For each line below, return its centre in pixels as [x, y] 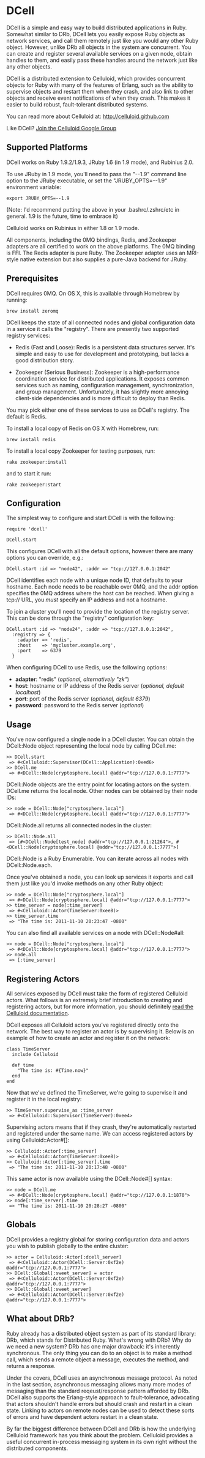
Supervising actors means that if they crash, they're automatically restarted [102, 1127]
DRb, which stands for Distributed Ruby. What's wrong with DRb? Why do [99, 1340]
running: [17, 300]
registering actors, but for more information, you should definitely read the [100, 1006]
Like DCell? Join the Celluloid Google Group [61, 128]
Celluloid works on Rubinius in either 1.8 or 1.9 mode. [73, 228]
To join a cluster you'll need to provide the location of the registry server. [98, 612]
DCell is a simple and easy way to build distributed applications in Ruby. [97, 28]
